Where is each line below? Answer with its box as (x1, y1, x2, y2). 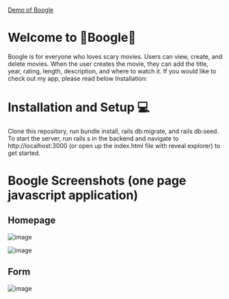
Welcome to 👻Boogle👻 (8, 30, 136, 45)
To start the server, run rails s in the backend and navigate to (8, 134, 179, 143)
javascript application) (8, 188, 139, 203)
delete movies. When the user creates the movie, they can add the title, (8, 60, 209, 68)
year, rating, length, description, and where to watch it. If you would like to (8, 67, 217, 75)
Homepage (8, 215, 56, 226)
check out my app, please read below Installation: (8, 74, 148, 82)
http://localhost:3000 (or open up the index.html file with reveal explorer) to (8, 141, 221, 149)
